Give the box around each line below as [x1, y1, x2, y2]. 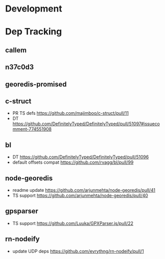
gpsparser [5, 207, 38, 215]
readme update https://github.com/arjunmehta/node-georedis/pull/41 [12, 187, 155, 193]
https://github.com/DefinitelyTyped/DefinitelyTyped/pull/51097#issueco [12, 121, 160, 127]
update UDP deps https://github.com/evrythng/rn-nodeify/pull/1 [12, 248, 144, 254]
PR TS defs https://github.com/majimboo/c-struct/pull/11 [12, 110, 129, 116]
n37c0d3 [5, 63, 34, 72]
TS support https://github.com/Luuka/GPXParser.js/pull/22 [12, 220, 133, 226]
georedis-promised [5, 80, 67, 88]
